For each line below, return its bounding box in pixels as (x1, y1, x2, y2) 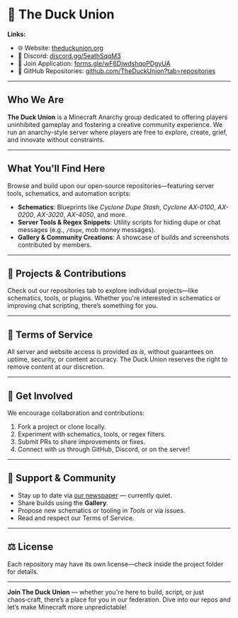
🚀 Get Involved (7, 390, 73, 402)
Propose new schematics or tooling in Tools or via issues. (17, 506, 186, 514)
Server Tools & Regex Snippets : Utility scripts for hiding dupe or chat (17, 218, 221, 226)
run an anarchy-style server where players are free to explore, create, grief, (7, 128, 228, 136)
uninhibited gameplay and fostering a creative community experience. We (7, 120, 223, 128)
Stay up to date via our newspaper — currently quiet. (17, 491, 172, 500)
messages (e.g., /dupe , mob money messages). (17, 225, 156, 233)
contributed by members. (17, 241, 92, 249)
